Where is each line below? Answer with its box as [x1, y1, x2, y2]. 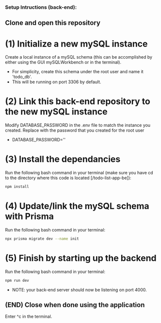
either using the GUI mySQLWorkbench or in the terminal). [5, 60, 122, 65]
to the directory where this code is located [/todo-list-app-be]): [5, 175, 131, 181]
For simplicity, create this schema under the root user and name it [12, 69, 144, 75]
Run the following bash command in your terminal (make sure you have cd [5, 170, 154, 176]
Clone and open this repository [5, 19, 101, 27]
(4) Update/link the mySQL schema [5, 200, 149, 212]
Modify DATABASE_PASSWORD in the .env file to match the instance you [5, 123, 151, 128]
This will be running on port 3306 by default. [12, 79, 101, 85]
